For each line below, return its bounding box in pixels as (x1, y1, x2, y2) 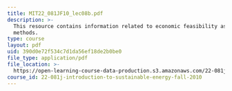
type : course (7, 36, 45, 42)
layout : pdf (7, 42, 41, 49)
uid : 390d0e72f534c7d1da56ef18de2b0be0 (7, 49, 122, 55)
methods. (13, 29, 39, 36)
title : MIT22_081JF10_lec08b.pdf (7, 10, 104, 17)
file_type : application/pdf (7, 55, 88, 62)
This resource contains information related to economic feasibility (13, 23, 217, 29)
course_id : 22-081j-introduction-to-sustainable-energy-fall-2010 (7, 73, 202, 81)
